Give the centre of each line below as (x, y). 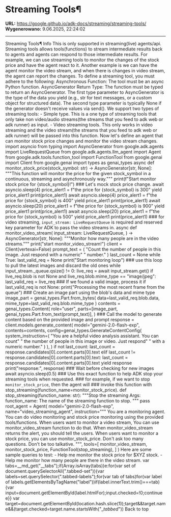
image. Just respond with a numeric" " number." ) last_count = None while (83, 254)
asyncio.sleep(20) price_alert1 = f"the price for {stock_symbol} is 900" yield (85, 206)
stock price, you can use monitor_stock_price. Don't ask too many (75, 439)
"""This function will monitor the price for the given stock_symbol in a (78, 173)
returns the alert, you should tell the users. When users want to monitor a (82, 433)
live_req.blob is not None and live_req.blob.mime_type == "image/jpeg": (81, 276)
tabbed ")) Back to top (126, 509)
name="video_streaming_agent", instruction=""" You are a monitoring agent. (85, 412)
